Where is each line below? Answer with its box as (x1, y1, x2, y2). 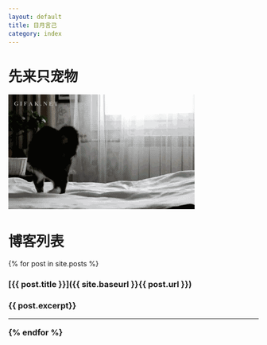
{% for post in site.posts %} (8, 259, 99, 269)
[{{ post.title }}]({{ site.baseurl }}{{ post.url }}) (8, 279, 192, 290)
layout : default (8, 13, 62, 21)
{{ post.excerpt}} (8, 300, 77, 312)
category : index (8, 29, 62, 37)
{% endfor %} (8, 327, 64, 338)
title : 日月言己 (8, 21, 57, 29)
